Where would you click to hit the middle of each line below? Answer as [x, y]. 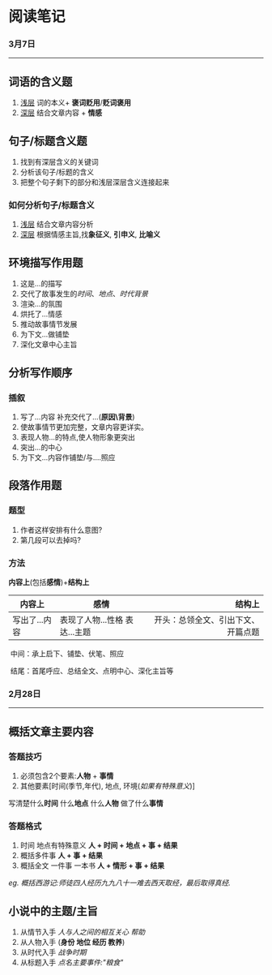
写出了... [28, 620]
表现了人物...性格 [91, 620]
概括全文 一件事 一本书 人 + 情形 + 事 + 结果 [92, 865]
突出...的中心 [41, 447]
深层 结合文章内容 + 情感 [61, 113]
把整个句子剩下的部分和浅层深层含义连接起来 [95, 183]
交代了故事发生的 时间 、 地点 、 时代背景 [84, 294]
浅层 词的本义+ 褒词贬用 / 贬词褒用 [75, 103]
